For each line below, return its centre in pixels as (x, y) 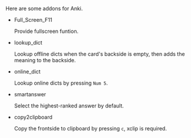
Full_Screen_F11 (33, 20)
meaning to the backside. (45, 60)
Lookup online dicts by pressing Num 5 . (61, 83)
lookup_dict (28, 43)
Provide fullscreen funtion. (46, 31)
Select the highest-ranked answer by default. (69, 106)
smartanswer (30, 94)
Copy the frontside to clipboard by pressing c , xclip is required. (90, 128)
